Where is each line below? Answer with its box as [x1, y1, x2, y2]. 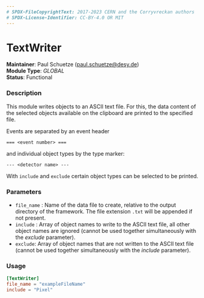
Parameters [6, 187, 41, 196]
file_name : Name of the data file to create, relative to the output [15, 201, 177, 209]
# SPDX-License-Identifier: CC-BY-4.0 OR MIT [6, 15, 124, 21]
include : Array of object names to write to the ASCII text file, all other [15, 221, 190, 228]
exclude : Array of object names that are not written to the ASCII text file [15, 240, 194, 248]
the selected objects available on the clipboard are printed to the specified [6, 109, 193, 116]
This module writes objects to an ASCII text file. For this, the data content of [6, 103, 196, 110]
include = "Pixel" [6, 287, 53, 293]
